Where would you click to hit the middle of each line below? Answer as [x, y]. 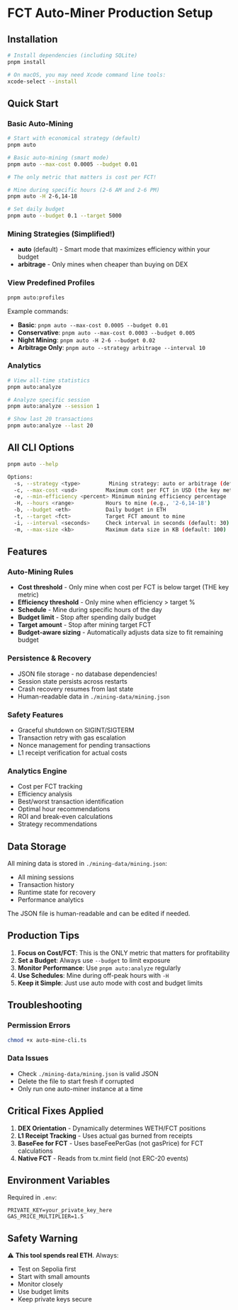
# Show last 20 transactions [50, 419]
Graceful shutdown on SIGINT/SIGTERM [76, 730]
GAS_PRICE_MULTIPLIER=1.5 [45, 1216]
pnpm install [27, 62]
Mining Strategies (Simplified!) [61, 234]
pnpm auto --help [33, 464]
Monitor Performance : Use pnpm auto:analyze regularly [99, 968]
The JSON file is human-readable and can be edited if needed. [99, 914]
